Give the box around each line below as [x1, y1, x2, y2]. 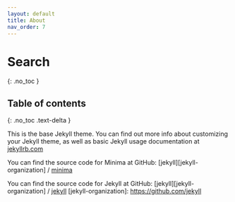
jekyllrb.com [7, 145, 44, 153]
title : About [7, 17, 46, 24]
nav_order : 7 [7, 23, 46, 30]
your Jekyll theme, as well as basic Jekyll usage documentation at [7, 137, 200, 146]
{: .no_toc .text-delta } [7, 116, 71, 125]
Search [7, 53, 51, 70]
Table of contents [7, 97, 86, 109]
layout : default [7, 10, 55, 18]
